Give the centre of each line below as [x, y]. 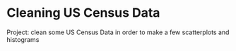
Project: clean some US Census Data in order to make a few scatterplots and [118, 32]
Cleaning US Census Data [83, 13]
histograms [23, 39]
